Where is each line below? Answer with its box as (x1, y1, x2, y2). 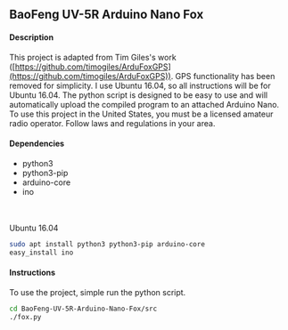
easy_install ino (9, 248, 74, 257)
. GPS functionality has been (170, 70, 276, 81)
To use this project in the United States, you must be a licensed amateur (9, 109, 274, 119)
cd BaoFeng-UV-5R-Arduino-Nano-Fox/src (9, 304, 158, 313)
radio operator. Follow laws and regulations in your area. (9, 117, 216, 128)
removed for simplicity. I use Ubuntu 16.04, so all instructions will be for (9, 80, 271, 91)
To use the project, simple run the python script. (9, 286, 186, 297)
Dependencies (9, 138, 65, 149)
